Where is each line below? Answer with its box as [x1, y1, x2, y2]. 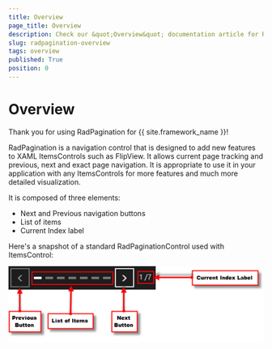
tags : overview [8, 47, 60, 56]
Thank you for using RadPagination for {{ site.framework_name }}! [8, 126, 229, 137]
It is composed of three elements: [8, 193, 121, 202]
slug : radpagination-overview [8, 39, 111, 47]
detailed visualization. [8, 177, 81, 186]
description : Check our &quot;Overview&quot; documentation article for [8, 30, 259, 38]
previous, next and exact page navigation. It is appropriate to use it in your [8, 160, 257, 169]
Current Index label [19, 225, 85, 235]
